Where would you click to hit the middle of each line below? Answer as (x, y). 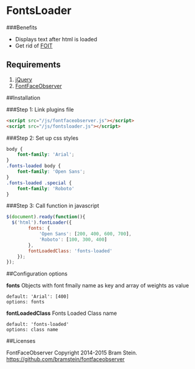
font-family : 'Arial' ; (46, 155)
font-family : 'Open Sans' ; (51, 171)
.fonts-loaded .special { (39, 183)
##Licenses (21, 341)
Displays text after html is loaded (56, 39)
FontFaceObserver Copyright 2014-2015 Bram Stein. (72, 353)
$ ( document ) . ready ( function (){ (46, 217)
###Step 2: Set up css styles (43, 138)
